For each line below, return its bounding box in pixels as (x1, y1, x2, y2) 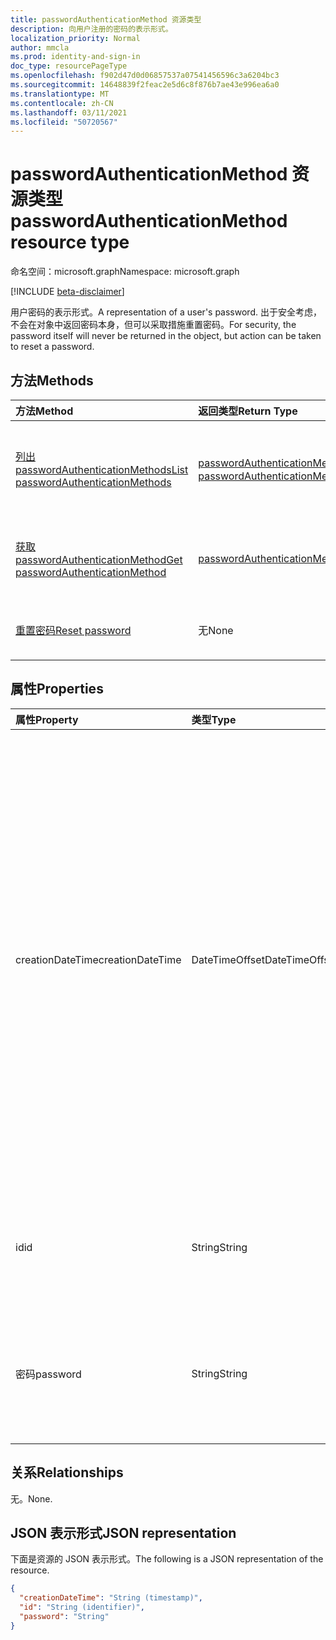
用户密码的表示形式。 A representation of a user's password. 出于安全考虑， (10, 306, 322, 318)
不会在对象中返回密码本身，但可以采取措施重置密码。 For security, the (10, 319, 297, 331)
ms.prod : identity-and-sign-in (10, 52, 141, 62)
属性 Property (15, 712, 79, 726)
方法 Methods (10, 372, 94, 389)
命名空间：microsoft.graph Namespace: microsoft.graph (10, 266, 240, 278)
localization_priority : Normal (10, 33, 141, 43)
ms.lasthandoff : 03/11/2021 (10, 107, 128, 118)
